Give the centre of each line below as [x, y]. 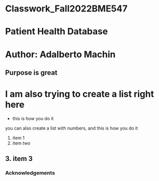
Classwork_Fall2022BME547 [67, 9]
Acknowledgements [30, 173]
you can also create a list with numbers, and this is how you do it [72, 128]
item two [21, 143]
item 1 [18, 138]
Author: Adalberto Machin [60, 54]
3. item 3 [19, 159]
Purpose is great [31, 73]
